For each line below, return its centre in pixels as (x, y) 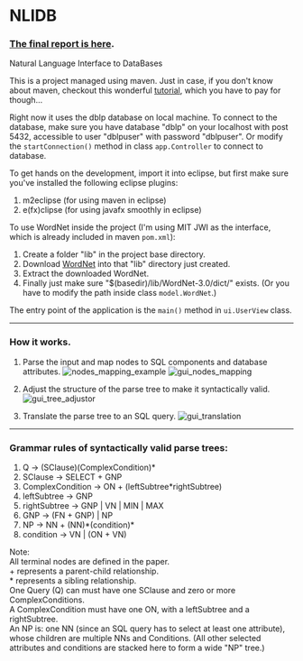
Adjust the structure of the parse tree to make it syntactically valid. (146, 389)
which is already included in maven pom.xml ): (92, 237)
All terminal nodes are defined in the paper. (89, 562)
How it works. (40, 342)
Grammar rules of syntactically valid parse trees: (119, 447)
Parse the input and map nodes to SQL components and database (145, 362)
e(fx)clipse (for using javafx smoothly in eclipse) (112, 210)
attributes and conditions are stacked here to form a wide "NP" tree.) (137, 648)
